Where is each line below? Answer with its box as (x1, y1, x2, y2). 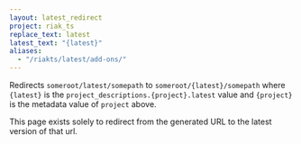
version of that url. (9, 126, 78, 136)
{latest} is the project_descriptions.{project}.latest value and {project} (9, 89, 293, 100)
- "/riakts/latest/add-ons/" (17, 55, 127, 64)
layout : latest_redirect (9, 13, 103, 22)
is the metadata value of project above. (9, 99, 157, 109)
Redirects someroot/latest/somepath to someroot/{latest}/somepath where (9, 80, 286, 90)
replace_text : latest (9, 30, 91, 39)
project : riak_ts (9, 22, 75, 31)
